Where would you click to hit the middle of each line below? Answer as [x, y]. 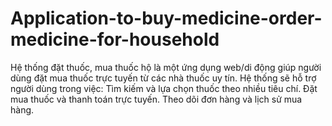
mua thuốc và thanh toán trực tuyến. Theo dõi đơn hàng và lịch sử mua [156, 99]
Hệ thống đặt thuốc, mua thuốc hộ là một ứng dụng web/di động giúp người [166, 67]
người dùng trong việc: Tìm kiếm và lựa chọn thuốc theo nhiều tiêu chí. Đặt [164, 88]
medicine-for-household [115, 39]
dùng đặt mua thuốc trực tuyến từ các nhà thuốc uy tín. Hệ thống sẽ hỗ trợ [163, 78]
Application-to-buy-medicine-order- [166, 18]
